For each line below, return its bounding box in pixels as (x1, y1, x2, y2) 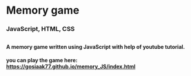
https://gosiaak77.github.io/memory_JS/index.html (6, 63, 136, 70)
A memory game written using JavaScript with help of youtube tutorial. (6, 43, 185, 50)
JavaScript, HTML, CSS (6, 25, 75, 33)
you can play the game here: (6, 57, 78, 64)
